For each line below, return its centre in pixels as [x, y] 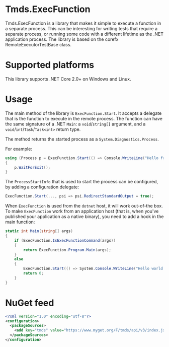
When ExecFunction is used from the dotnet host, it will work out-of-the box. [84, 206]
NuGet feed [30, 303]
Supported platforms [50, 65]
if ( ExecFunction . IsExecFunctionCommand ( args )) [65, 240]
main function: [20, 222]
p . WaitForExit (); [32, 167]
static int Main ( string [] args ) [39, 231]
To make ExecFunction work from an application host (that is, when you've [82, 211]
